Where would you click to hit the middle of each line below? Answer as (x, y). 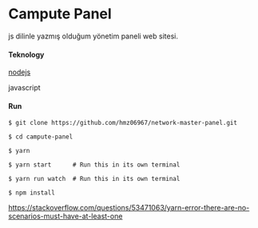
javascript (25, 88)
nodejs (20, 72)
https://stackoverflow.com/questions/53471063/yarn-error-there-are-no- (129, 208)
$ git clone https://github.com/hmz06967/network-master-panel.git (123, 123)
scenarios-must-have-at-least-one (65, 216)
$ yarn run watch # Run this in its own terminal (94, 179)
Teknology (26, 54)
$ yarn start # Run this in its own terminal (94, 165)
